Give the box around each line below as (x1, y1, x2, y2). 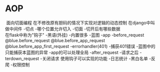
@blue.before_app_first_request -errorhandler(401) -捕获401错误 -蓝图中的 (5, 43, 156, 49)
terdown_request (5, 55, 40, 61)
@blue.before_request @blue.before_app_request (5, 37, 105, 43)
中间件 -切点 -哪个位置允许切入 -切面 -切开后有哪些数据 (9, 25, 120, 32)
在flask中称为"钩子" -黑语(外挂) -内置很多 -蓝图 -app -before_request (5, 32, 144, 38)
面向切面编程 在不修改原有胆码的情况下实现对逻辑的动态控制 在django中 (6, 20, 151, 25)
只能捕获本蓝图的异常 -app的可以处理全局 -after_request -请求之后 (5, 49, 139, 55)
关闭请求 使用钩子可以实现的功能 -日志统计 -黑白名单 (42, 55, 148, 61)
